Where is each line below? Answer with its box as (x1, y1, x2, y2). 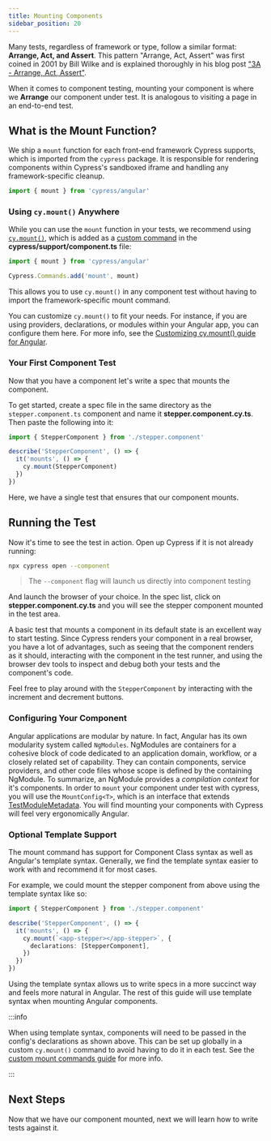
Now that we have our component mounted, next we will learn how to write (8, 1114, 259, 1124)
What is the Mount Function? (8, 123, 157, 138)
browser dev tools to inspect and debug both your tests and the (8, 659, 221, 669)
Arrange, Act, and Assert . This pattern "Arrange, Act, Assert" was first (8, 50, 245, 60)
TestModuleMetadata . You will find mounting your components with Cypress (8, 800, 264, 809)
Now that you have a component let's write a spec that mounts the (8, 375, 231, 385)
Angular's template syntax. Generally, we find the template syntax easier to (8, 856, 259, 866)
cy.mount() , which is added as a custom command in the (8, 233, 198, 243)
